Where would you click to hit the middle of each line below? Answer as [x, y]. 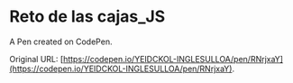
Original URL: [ [37, 59]
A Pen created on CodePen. [61, 41]
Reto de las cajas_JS [87, 17]
